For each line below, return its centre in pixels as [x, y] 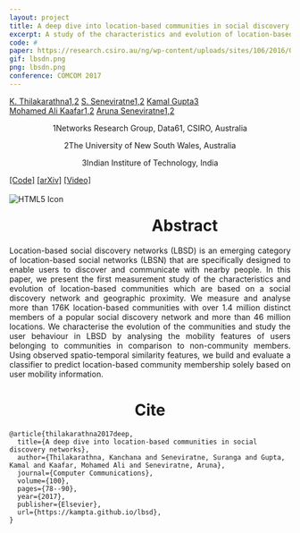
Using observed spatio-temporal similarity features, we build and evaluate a [150, 355]
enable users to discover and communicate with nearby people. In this [150, 269]
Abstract [185, 225]
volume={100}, [43, 481]
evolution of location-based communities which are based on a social [150, 288]
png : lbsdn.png [37, 68]
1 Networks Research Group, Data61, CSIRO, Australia [150, 128]
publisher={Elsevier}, [59, 504]
